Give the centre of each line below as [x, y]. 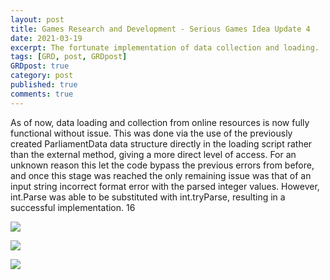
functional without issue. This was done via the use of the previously [151, 133]
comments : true [42, 94]
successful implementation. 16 [73, 207]
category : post [42, 76]
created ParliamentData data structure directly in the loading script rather [161, 143]
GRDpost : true [40, 66]
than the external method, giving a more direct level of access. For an [153, 154]
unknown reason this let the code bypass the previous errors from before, [162, 165]
